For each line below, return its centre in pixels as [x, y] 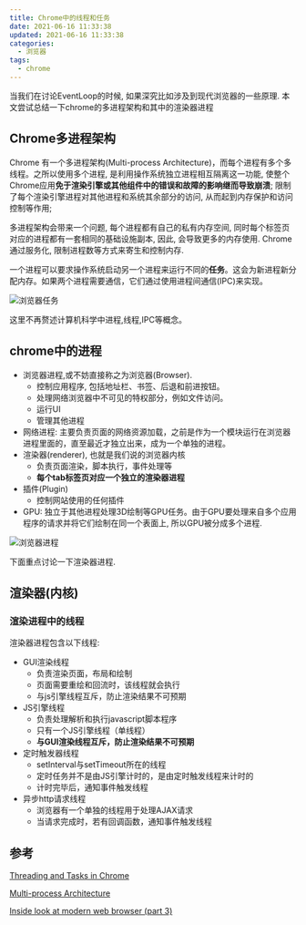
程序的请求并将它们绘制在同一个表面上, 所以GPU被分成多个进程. [142, 523]
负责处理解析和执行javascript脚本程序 [107, 719]
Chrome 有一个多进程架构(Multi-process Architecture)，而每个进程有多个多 [151, 162]
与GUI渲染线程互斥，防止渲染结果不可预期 [115, 742]
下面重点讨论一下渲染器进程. [63, 561]
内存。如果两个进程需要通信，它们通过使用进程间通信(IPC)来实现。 [143, 281]
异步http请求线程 [54, 799]
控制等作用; [31, 208]
